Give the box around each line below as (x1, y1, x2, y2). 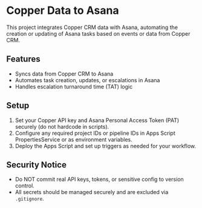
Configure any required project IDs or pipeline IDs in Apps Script (15, 129, 175, 137)
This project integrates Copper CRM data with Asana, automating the (6, 24, 178, 31)
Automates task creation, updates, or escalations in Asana (15, 76, 160, 83)
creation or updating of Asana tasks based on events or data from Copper (6, 30, 191, 37)
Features (6, 54, 41, 64)
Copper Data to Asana (6, 4, 119, 18)
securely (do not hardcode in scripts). (15, 123, 109, 130)
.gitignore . (15, 195, 44, 203)
